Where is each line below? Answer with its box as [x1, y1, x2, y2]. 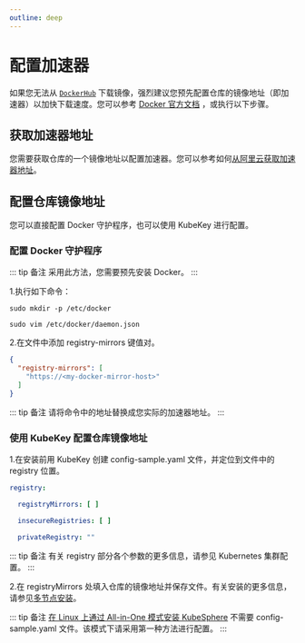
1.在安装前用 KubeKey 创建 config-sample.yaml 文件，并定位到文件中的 [9, 454, 275, 465]
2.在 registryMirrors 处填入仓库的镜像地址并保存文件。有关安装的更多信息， [9, 580, 292, 591]
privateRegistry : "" [17, 532, 95, 541]
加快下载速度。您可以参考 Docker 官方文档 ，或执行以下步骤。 [40, 98, 274, 109]
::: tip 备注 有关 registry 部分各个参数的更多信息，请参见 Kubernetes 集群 [9, 550, 280, 561]
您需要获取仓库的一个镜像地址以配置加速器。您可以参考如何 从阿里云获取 [9, 153, 280, 164]
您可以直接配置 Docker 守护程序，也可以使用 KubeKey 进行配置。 [9, 220, 254, 231]
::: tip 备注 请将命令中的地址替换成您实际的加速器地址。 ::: [9, 406, 225, 418]
